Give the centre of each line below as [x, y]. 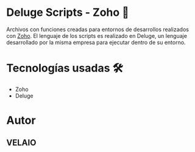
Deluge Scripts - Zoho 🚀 [68, 13]
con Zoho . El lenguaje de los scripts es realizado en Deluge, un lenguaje [97, 35]
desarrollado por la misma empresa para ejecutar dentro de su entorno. [96, 42]
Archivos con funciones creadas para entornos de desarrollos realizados [97, 29]
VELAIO [21, 143]
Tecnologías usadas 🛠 [65, 68]
